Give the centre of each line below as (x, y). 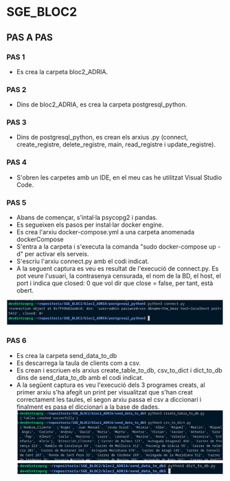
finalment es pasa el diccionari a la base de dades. (88, 407)
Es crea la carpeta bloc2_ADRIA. (62, 71)
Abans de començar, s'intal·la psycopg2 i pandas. (87, 218)
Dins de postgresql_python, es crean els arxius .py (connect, (102, 137)
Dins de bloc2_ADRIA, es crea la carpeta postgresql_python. (102, 104)
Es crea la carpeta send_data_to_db (67, 355)
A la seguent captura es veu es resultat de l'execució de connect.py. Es (117, 269)
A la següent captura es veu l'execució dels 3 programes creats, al (111, 385)
